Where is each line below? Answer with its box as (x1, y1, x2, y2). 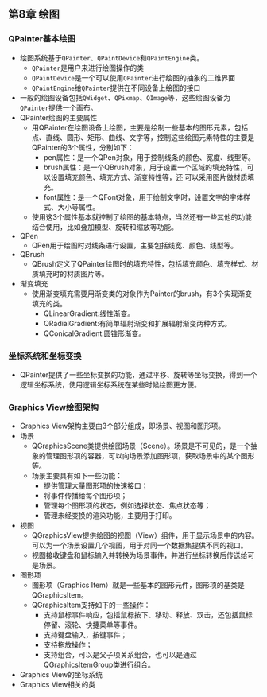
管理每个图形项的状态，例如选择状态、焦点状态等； (43, 500, 211, 511)
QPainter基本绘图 (8, 33, 75, 45)
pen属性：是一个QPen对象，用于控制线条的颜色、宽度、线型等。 (43, 152, 256, 162)
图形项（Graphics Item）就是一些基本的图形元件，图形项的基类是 (31, 580, 245, 590)
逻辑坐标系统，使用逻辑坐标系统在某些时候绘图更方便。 (19, 380, 201, 389)
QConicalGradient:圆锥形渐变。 (43, 329, 146, 338)
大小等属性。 (57, 202, 100, 212)
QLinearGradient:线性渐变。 (43, 309, 135, 318)
